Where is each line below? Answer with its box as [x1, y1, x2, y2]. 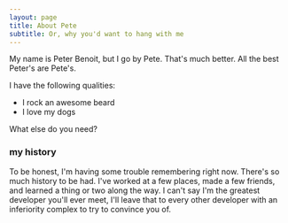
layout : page [9, 12, 58, 22]
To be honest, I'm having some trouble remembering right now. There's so [9, 165, 280, 177]
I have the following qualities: [9, 81, 116, 91]
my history [9, 146, 57, 158]
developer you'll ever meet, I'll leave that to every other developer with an [9, 194, 278, 204]
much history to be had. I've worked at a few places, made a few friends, [9, 175, 276, 186]
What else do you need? [9, 124, 97, 135]
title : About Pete [9, 21, 77, 30]
